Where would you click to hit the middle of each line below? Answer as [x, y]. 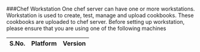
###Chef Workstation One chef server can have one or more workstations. [101, 9]
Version [74, 43]
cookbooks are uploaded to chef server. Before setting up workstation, [95, 22]
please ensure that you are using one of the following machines [86, 28]
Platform [44, 43]
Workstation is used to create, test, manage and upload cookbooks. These [100, 15]
